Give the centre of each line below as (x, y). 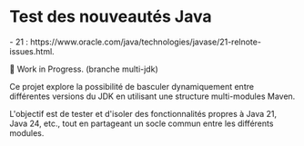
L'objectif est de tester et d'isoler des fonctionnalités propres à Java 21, (143, 113)
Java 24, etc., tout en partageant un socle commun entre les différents (142, 123)
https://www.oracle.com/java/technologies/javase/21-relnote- (146, 42)
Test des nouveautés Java (111, 17)
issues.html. (32, 51)
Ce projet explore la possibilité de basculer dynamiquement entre (132, 86)
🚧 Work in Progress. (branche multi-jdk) (84, 69)
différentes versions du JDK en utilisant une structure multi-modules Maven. (152, 96)
